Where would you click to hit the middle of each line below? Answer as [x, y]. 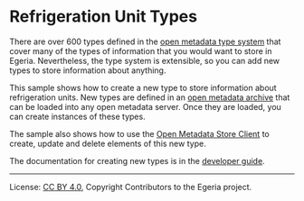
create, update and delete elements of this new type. [108, 143]
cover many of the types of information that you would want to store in [141, 50]
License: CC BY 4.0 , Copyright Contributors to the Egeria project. [131, 187]
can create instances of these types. [78, 116]
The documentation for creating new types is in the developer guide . [137, 160]
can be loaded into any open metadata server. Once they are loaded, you [146, 106]
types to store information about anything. [88, 70]
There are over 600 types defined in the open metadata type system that [145, 41]
